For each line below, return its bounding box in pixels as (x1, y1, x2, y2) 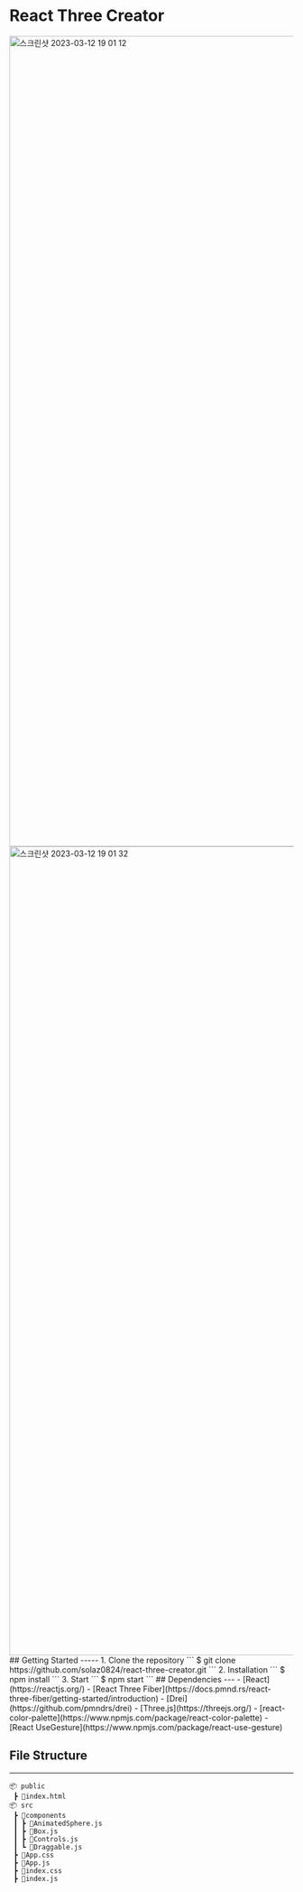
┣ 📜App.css (13, 1850, 54, 1859)
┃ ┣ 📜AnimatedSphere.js (13, 1819, 103, 1828)
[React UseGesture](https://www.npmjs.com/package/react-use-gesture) (9, 1721, 283, 1732)
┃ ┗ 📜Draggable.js (13, 1842, 83, 1851)
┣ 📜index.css (13, 1866, 63, 1875)
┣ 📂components (13, 1811, 67, 1820)
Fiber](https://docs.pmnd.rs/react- (142, 1683, 272, 1694)
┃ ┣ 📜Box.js (13, 1826, 59, 1836)
